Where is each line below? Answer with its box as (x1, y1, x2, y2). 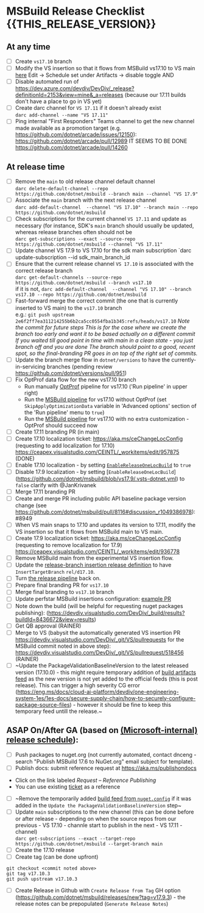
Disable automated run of (15, 78, 79, 85)
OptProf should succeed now (24, 421, 98, 429)
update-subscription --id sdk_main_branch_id (15, 254, 130, 261)
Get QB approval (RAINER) (15, 622, 82, 629)
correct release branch (15, 267, 73, 274)
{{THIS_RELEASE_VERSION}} (6, 17, 157, 31)
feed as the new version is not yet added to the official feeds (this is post (15, 675, 198, 682)
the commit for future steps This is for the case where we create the (15, 323, 187, 331)
